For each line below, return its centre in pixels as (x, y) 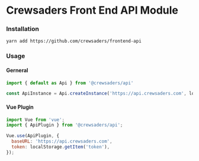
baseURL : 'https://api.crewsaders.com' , (62, 141)
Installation (23, 29)
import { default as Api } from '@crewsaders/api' (70, 83)
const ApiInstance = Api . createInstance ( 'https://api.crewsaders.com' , (96, 94)
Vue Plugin (20, 107)
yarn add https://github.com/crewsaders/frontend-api (74, 41)
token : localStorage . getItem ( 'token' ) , (61, 147)
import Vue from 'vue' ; (36, 119)
